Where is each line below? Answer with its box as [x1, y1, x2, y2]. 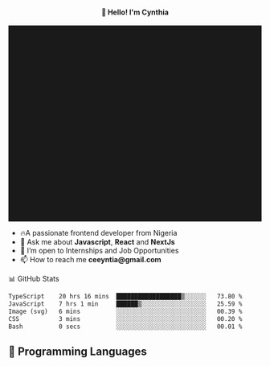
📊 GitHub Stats [8, 274, 59, 284]
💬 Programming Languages [8, 344, 147, 358]
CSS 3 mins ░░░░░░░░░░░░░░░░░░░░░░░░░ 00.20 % [8, 315, 243, 323]
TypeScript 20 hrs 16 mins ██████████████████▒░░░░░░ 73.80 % [8, 293, 243, 301]
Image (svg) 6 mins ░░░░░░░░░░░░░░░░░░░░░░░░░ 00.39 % [8, 307, 243, 315]
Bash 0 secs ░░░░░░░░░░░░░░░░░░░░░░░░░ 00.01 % [8, 323, 243, 331]
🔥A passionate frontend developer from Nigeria [19, 228, 178, 238]
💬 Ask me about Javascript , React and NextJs [19, 237, 175, 247]
